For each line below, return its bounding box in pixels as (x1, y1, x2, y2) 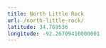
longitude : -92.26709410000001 (7, 30, 100, 37)
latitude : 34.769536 (7, 23, 69, 30)
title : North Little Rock (7, 10, 84, 18)
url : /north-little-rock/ (7, 17, 84, 24)
